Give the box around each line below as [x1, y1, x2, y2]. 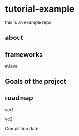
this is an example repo [5, 19, 52, 25]
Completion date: [5, 126, 40, 132]
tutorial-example [5, 3, 75, 15]
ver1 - [5, 107, 17, 113]
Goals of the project [5, 77, 67, 86]
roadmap [5, 94, 33, 102]
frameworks [5, 50, 43, 58]
